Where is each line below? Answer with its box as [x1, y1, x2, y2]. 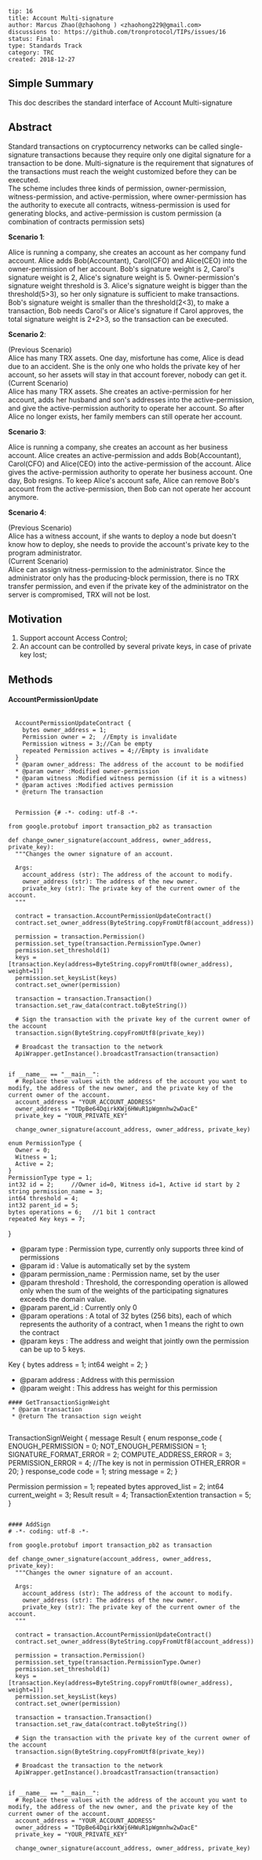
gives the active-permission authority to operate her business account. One [8, 467, 253, 476]
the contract [19, 1328, 60, 1337]
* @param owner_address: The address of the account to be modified [15, 760, 244, 769]
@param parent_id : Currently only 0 [19, 1303, 137, 1312]
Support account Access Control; [19, 634, 128, 643]
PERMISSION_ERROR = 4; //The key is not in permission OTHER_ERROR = [8, 1459, 247, 1468]
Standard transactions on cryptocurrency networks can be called [8, 142, 219, 151]
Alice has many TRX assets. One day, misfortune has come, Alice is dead [8, 353, 245, 362]
